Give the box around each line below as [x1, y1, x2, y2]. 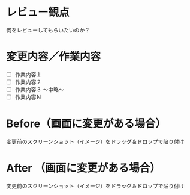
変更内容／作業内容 [6, 50, 101, 64]
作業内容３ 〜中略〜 [14, 86, 64, 93]
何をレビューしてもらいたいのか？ [6, 26, 90, 34]
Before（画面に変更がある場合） [6, 117, 167, 131]
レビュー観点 [6, 5, 70, 19]
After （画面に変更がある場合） [6, 161, 161, 175]
